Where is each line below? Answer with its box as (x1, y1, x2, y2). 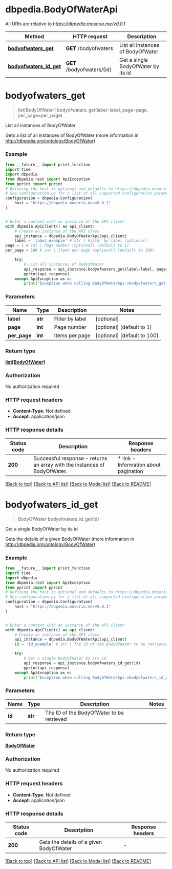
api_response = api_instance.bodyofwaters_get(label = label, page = (24, 267, 168, 272)
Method (25, 32, 45, 40)
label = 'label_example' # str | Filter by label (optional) (14, 238, 147, 243)
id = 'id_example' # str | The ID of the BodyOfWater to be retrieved (14, 642, 168, 647)
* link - (117, 454, 136, 462)
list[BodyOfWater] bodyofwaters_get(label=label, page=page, (17, 107, 148, 113)
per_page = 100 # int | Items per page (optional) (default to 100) (5, 248, 155, 253)
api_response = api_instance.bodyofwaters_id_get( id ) (24, 660, 141, 666)
